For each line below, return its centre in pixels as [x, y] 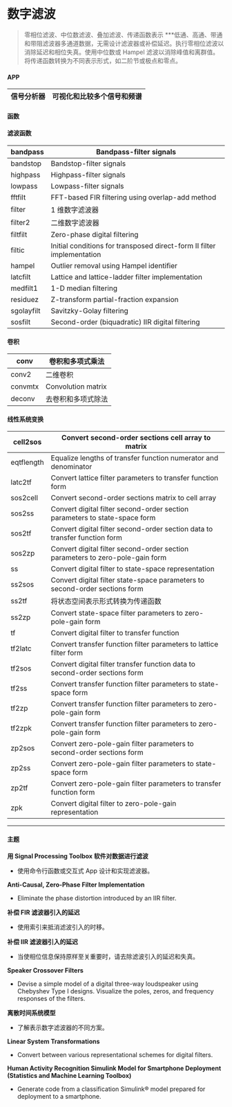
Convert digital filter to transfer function [115, 633]
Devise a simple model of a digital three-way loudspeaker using [108, 984]
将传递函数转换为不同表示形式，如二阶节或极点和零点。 [103, 60]
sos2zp [23, 553]
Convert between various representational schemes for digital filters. [115, 1054]
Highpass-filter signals [88, 175]
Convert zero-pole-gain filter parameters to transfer [136, 783]
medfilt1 [24, 288]
